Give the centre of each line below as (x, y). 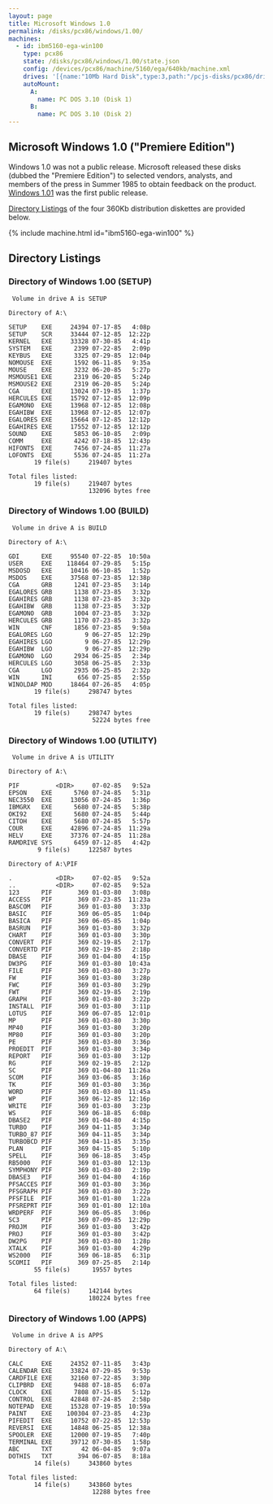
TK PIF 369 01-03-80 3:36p (80, 1085)
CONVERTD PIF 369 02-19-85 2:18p (80, 950)
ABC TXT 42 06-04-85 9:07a (80, 1450)
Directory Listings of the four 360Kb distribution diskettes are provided (127, 208)
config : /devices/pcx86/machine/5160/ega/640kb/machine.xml (127, 69)
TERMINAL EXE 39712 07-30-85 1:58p (80, 1442)
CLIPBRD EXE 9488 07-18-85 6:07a (80, 1385)
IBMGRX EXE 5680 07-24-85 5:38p (80, 807)
